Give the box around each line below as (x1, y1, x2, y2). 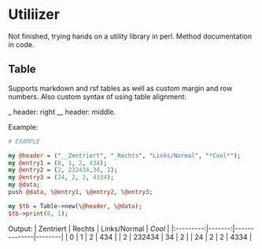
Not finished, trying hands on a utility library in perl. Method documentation (8, 31, 253, 41)
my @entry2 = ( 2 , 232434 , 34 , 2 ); (8, 167, 118, 174)
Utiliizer (8, 5, 61, 24)
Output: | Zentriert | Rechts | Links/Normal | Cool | (8, 224, 170, 233)
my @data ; (8, 181, 41, 189)
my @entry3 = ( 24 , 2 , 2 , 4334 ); (8, 174, 114, 181)
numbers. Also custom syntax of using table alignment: (8, 92, 187, 101)
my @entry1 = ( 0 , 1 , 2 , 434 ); (8, 159, 108, 167)
